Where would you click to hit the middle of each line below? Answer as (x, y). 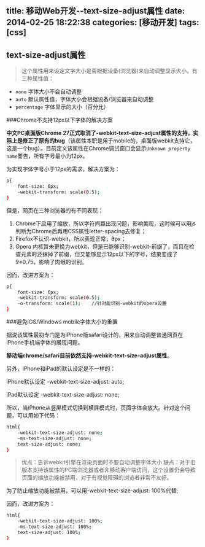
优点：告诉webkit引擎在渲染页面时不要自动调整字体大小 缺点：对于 (106, 462)
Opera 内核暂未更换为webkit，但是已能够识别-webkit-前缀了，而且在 (102, 246)
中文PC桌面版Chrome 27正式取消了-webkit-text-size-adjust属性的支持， (100, 133)
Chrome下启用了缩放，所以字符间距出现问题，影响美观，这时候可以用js (105, 223)
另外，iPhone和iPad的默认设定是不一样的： (61, 369)
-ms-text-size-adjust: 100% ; (55, 527)
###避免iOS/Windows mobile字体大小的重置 (62, 322)
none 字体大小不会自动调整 (48, 91)
